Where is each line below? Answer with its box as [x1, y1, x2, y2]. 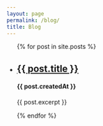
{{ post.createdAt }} [16, 82, 77, 91]
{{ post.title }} [16, 62, 79, 74]
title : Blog [6, 23, 41, 30]
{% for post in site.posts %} [16, 43, 97, 51]
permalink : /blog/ [6, 17, 60, 24]
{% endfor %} [16, 111, 57, 120]
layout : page [6, 10, 45, 17]
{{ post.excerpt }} [16, 97, 68, 106]
